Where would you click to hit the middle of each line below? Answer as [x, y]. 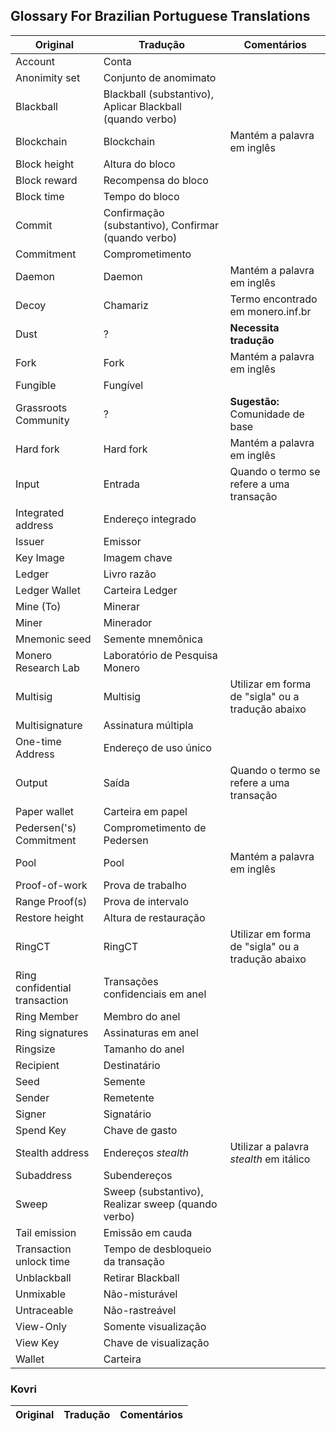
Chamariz [126, 305]
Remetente [129, 1097]
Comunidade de [267, 414]
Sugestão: [254, 401]
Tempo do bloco [141, 196]
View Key [37, 1342]
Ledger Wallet [48, 590]
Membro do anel [142, 1016]
